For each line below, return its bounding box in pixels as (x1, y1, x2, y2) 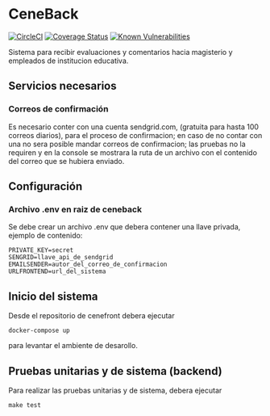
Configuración (8, 179, 83, 194)
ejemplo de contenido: (8, 231, 83, 241)
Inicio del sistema (8, 289, 98, 303)
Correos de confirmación (8, 103, 109, 115)
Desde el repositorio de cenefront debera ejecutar (8, 311, 175, 321)
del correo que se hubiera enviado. (8, 156, 125, 166)
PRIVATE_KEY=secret (8, 246, 74, 254)
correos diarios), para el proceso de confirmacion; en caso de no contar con (8, 130, 263, 140)
